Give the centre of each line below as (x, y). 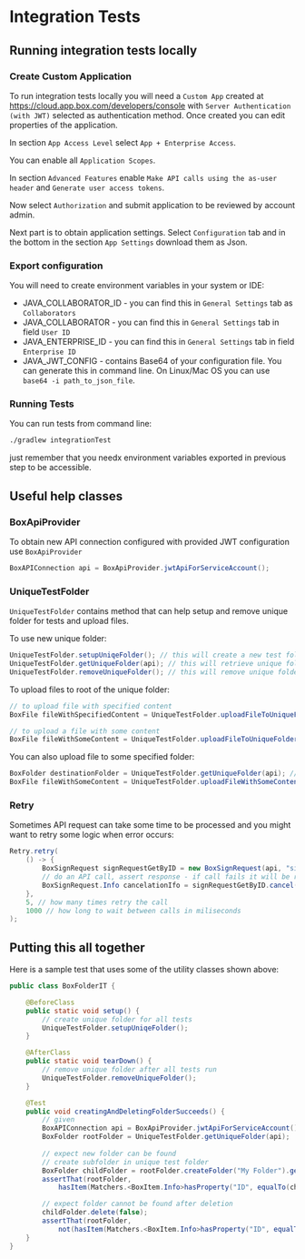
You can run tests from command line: (81, 424)
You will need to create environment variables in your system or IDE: (137, 286)
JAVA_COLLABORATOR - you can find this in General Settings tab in (151, 322)
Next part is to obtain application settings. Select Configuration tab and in (148, 232)
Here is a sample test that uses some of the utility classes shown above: (144, 970)
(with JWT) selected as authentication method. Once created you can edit (148, 115)
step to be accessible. (51, 468)
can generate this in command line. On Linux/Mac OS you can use (146, 371)
